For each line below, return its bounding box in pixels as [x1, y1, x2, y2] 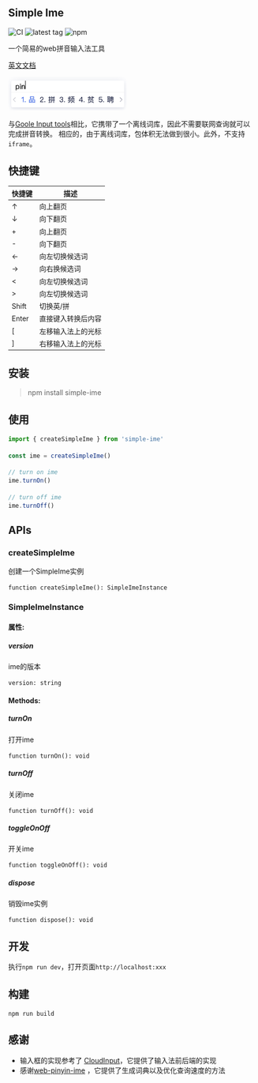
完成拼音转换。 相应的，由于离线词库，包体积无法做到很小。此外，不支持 [8, 129, 245, 138]
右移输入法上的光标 [39, 339, 102, 348]
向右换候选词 [39, 264, 81, 273]
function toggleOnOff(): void [8, 861, 108, 870]
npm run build [8, 1010, 55, 1018]
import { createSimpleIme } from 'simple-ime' [8, 434, 164, 443]
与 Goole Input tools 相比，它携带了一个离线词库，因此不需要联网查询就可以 [8, 118, 251, 129]
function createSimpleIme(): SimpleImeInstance [8, 584, 168, 592]
